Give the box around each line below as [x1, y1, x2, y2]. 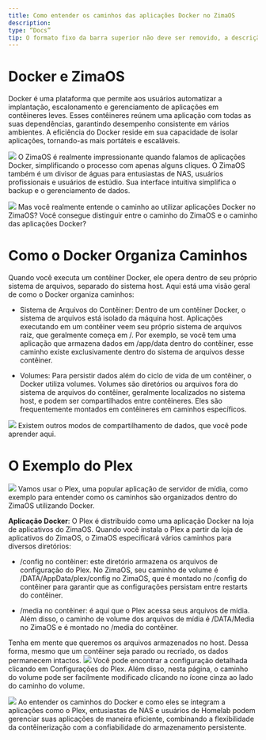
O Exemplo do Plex [8, 457, 133, 475]
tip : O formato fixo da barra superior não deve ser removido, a [8, 33, 228, 42]
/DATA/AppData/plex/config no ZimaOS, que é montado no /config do [19, 574, 248, 583]
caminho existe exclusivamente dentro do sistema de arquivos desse [19, 347, 245, 357]
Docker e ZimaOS [8, 68, 125, 85]
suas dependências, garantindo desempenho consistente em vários [8, 120, 230, 129]
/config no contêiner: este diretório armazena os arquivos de [19, 557, 218, 567]
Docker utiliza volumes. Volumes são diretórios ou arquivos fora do [19, 379, 239, 389]
